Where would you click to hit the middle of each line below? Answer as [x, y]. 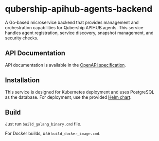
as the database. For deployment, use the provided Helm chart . [68, 97]
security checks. [22, 38]
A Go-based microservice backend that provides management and [72, 22]
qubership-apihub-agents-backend [79, 9]
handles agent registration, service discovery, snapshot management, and [79, 33]
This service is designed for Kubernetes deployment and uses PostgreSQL [80, 92]
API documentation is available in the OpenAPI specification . [66, 65]
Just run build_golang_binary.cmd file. [43, 124]
